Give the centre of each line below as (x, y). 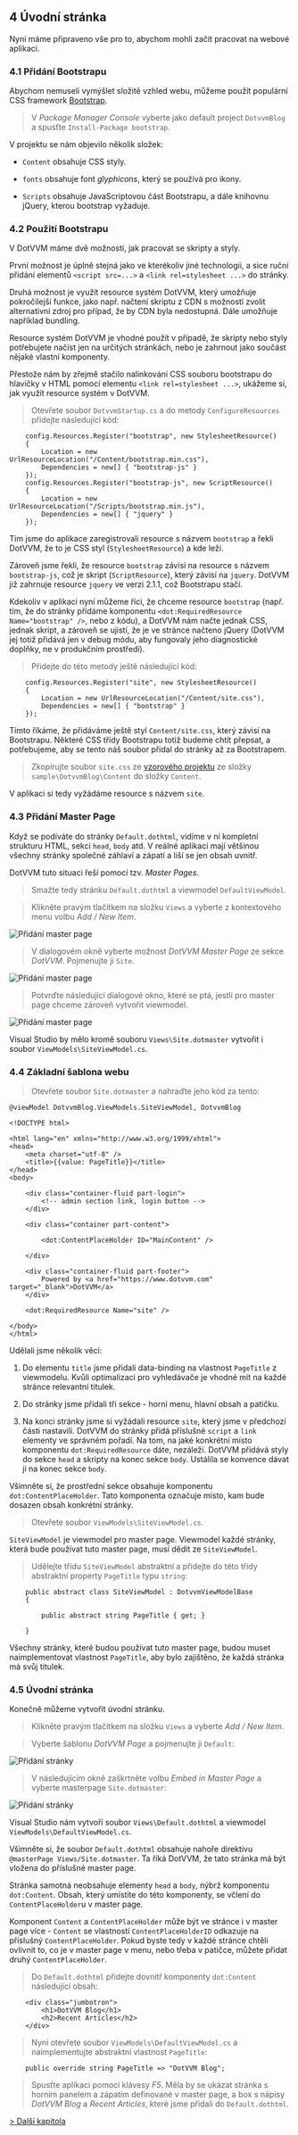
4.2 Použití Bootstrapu (59, 229)
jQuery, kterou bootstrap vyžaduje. (86, 206)
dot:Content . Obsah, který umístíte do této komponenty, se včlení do (135, 1895)
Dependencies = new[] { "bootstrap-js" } (120, 468)
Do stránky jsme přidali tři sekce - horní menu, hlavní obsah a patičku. (150, 1404)
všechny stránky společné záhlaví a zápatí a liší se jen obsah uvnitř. (133, 855)
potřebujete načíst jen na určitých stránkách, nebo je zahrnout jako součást (148, 348)
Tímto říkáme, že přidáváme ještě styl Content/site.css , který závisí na (140, 731)
